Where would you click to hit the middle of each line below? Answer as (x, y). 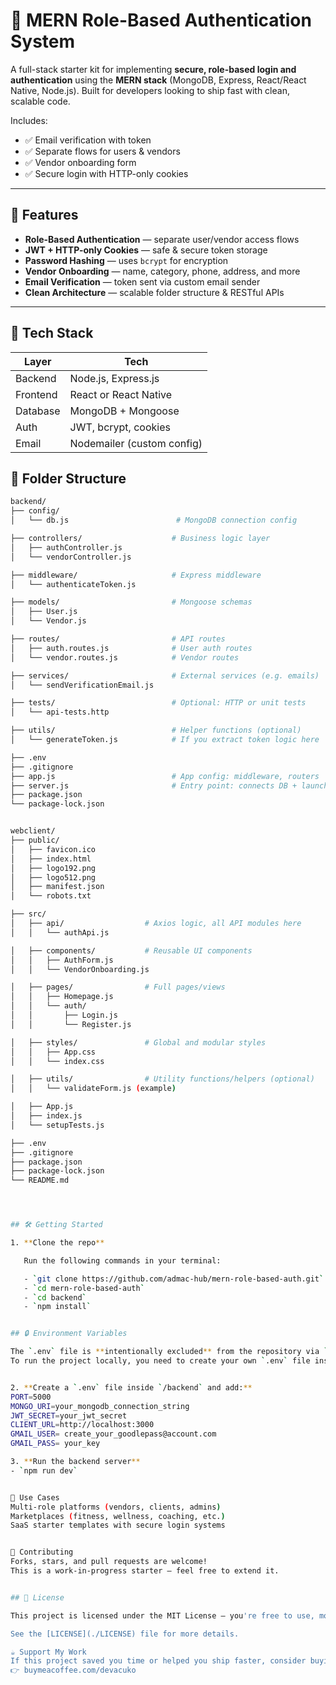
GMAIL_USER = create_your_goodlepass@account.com (113, 1434)
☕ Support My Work (48, 1652)
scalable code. (40, 101)
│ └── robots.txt (51, 896)
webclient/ (33, 831)
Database (38, 411)
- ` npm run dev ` (44, 1470)
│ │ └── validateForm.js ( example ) (93, 1089)
